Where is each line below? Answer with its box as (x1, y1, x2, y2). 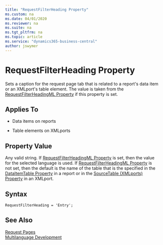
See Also (5, 216, 33, 224)
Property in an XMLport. (5, 176, 54, 181)
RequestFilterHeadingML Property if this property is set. (5, 91, 118, 97)
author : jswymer (5, 44, 38, 48)
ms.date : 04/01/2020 (5, 16, 47, 21)
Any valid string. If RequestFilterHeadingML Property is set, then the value (5, 155, 155, 161)
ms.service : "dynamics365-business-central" (5, 39, 97, 44)
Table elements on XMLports (12, 128, 70, 134)
